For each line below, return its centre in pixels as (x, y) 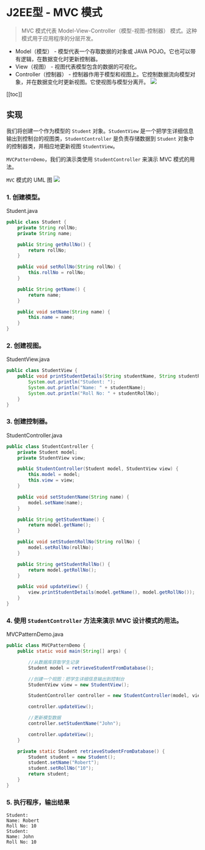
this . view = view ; (52, 480)
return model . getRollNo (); (63, 570)
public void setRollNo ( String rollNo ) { (69, 267)
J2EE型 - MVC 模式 (54, 13)
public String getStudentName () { (61, 520)
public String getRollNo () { (54, 244)
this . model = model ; (54, 475)
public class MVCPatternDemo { (46, 646)
